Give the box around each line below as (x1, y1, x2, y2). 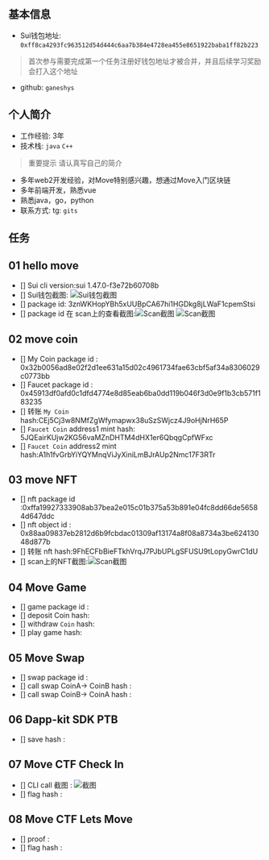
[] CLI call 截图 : (19, 780, 72, 790)
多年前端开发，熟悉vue (19, 185, 97, 195)
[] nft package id (19, 494, 76, 504)
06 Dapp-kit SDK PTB (8, 713, 118, 727)
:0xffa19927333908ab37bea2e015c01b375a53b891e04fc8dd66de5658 (19, 503, 259, 513)
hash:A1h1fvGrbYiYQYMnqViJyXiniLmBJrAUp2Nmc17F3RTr (19, 450, 216, 459)
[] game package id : (19, 602, 89, 612)
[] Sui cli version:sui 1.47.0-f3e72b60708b (19, 280, 159, 290)
